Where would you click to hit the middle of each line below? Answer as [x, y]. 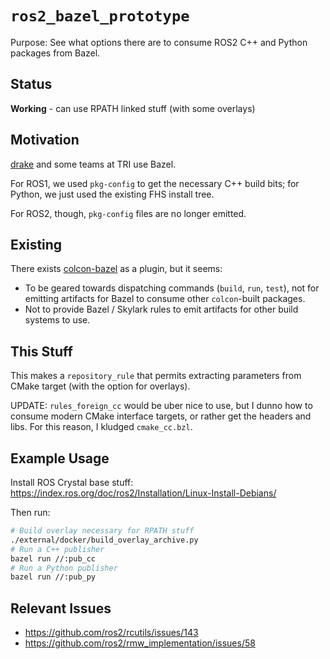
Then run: [30, 512]
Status [31, 84]
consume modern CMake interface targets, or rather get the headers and [161, 416]
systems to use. [57, 320]
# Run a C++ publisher [57, 549]
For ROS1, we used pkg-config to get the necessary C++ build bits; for [155, 183]
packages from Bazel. [55, 53]
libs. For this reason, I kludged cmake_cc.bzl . [101, 427]
